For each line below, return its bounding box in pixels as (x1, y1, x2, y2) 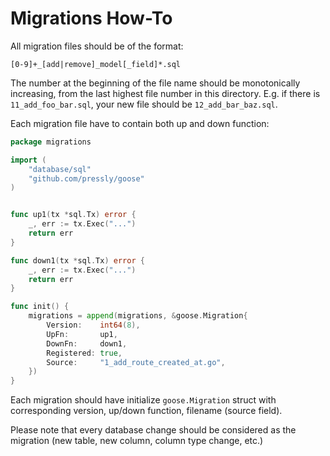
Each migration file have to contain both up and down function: (10, 117, 270, 129)
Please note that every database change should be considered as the (10, 424, 297, 436)
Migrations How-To (10, 7, 173, 30)
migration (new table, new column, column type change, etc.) (10, 435, 264, 447)
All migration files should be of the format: (10, 40, 184, 52)
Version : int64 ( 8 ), (46, 320, 141, 331)
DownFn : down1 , (46, 338, 128, 349)
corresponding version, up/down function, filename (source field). (10, 405, 283, 417)
